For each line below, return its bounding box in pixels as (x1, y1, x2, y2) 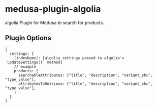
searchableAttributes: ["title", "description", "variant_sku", (18, 73, 153, 78)
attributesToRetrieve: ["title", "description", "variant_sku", (18, 81, 153, 86)
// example (14, 64, 36, 69)
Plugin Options (5, 34, 52, 42)
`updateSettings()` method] (5, 60, 63, 65)
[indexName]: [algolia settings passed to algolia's (14, 55, 125, 60)
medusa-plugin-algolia (5, 3, 101, 15)
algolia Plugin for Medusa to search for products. (5, 20, 104, 26)
